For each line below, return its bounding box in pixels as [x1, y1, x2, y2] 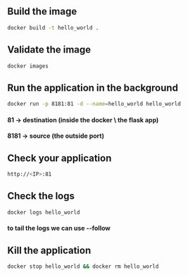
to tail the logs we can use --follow [7, 224, 111, 233]
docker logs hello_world [7, 209, 80, 216]
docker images [7, 63, 49, 70]
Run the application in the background [7, 82, 178, 94]
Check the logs [7, 190, 75, 202]
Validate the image [7, 44, 92, 56]
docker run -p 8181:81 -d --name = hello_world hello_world [7, 101, 181, 108]
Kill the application [7, 244, 92, 256]
